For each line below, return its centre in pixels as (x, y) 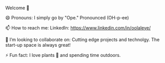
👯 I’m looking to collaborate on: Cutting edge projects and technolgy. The (82, 40)
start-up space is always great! (38, 45)
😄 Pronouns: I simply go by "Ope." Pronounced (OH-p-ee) (67, 18)
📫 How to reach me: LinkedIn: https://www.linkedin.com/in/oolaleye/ (78, 28)
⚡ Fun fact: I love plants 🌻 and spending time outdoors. (63, 55)
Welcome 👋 (17, 8)
